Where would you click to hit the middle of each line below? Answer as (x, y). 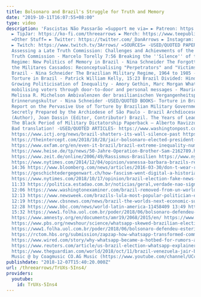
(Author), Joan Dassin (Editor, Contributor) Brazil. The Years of (98, 117)
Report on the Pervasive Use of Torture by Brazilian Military (92, 106)
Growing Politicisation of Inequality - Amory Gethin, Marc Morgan (98, 84)
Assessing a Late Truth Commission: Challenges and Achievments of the (103, 51)
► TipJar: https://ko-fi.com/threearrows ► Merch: (76, 34)
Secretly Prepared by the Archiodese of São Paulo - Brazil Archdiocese (104, 112)
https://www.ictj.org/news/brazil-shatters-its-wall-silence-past (96, 134)
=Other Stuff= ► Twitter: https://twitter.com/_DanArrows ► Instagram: (103, 40)
